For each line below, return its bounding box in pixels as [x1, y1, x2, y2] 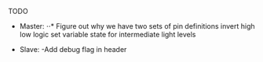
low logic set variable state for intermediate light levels [19, 30, 196, 39]
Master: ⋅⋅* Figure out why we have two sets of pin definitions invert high [19, 22, 255, 30]
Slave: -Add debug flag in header [19, 45, 127, 53]
